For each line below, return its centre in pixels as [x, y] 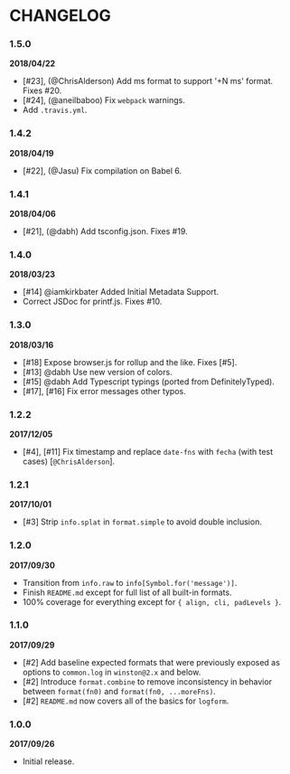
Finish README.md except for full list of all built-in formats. [127, 592]
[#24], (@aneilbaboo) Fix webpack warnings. [103, 100]
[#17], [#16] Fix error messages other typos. [104, 391]
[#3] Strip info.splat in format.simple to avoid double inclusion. [142, 522]
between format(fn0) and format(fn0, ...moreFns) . [119, 691]
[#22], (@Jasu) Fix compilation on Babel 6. [102, 170]
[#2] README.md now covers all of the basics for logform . [126, 701]
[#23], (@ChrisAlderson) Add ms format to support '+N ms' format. [148, 81]
